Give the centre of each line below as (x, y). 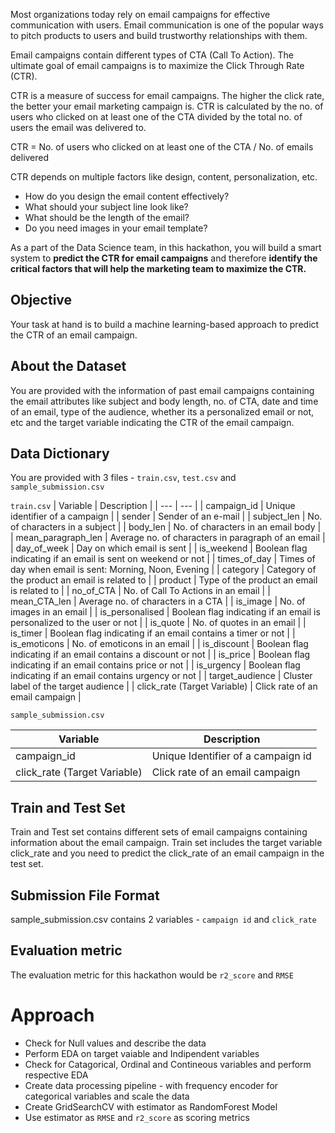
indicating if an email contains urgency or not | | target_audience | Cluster (161, 676)
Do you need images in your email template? (116, 228)
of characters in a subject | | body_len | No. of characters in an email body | (166, 527)
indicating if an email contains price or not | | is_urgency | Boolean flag (155, 665)
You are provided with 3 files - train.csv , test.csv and (123, 478)
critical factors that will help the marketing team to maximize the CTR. (158, 268)
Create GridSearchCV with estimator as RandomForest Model (151, 1106)
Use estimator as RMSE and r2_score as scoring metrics (137, 1117)
